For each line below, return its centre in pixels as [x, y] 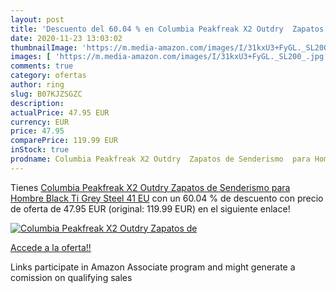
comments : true [42, 66]
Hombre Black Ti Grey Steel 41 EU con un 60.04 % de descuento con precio [167, 198]
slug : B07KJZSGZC [46, 94]
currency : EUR [40, 122]
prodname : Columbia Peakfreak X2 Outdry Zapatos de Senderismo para [160, 159]
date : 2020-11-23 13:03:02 [66, 38]
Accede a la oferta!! [51, 247]
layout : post [37, 19]
